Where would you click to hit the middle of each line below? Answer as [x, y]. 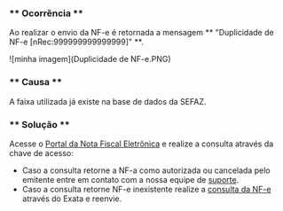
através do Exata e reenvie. [72, 199]
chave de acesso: [41, 152]
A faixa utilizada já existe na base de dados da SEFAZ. [108, 101]
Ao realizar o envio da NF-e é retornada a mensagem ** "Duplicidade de [141, 33]
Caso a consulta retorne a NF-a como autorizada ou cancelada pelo [146, 170]
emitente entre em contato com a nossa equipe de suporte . [130, 179]
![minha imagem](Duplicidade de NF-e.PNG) [90, 59]
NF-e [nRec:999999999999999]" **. [76, 42]
